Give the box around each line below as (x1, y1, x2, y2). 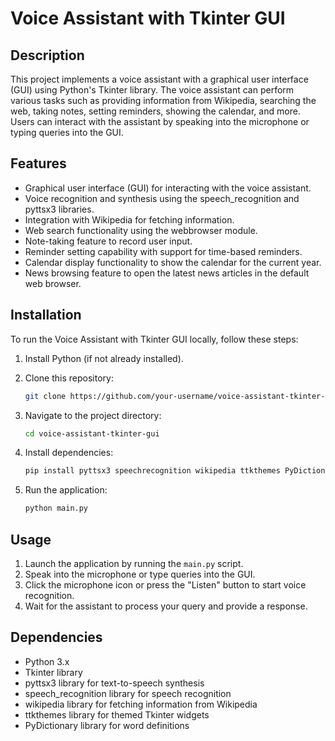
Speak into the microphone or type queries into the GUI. (24, 568, 256, 580)
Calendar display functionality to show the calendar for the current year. (24, 256, 322, 268)
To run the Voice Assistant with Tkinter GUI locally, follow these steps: (10, 333, 299, 345)
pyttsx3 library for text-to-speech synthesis (24, 677, 205, 689)
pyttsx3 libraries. (24, 203, 95, 215)
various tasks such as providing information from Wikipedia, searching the (10, 95, 317, 106)
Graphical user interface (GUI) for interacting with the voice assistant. (24, 182, 312, 194)
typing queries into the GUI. (10, 127, 124, 138)
